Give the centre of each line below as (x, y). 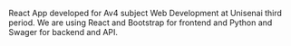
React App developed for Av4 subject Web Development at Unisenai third (145, 13)
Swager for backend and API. (63, 32)
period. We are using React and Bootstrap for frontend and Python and (141, 23)
